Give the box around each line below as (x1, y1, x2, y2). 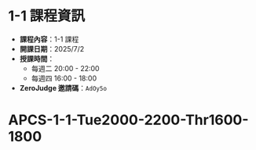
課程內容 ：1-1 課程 (19, 34, 79, 44)
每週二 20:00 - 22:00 (31, 63, 100, 73)
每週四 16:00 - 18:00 (31, 73, 97, 83)
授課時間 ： (19, 54, 55, 63)
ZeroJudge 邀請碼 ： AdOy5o (19, 83, 108, 92)
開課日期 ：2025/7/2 (19, 44, 85, 53)
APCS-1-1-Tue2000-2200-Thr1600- (8, 111, 249, 129)
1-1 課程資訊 (8, 7, 85, 25)
